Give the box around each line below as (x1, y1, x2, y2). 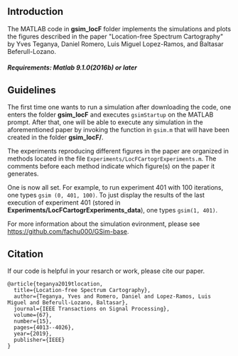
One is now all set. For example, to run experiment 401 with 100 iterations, (7, 183, 224, 192)
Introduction (7, 6, 64, 18)
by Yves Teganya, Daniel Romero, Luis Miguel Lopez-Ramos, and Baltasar (7, 39, 224, 48)
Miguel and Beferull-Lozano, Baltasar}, (7, 299, 129, 306)
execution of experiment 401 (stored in (7, 198, 121, 207)
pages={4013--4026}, (13, 324, 75, 331)
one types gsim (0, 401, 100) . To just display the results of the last (7, 191, 205, 200)
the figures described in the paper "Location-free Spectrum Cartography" (7, 32, 224, 41)
